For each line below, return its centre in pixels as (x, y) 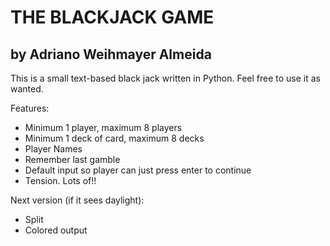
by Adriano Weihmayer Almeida (111, 54)
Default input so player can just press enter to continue (138, 170)
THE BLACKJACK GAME (112, 17)
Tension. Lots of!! (60, 180)
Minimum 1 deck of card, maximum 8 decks (114, 138)
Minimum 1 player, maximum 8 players (103, 127)
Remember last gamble (72, 159)
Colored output (56, 230)
